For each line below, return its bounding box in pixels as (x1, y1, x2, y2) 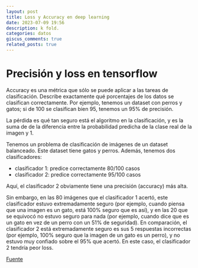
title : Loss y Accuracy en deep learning (6, 14, 110, 20)
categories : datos (6, 31, 51, 37)
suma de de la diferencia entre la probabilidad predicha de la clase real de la (6, 123, 192, 130)
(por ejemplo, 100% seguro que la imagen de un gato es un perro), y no (6, 231, 180, 238)
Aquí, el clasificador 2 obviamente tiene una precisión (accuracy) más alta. (6, 182, 188, 189)
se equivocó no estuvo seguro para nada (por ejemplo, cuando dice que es (6, 213, 189, 220)
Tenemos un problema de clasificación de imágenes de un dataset (6, 140, 168, 148)
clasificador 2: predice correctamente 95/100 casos (14, 171, 141, 178)
